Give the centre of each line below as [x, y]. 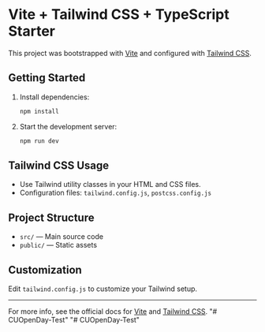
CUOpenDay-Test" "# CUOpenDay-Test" [74, 319]
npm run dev [39, 141]
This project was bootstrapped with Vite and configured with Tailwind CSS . [130, 53]
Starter [32, 31]
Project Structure [51, 217]
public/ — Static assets [58, 245]
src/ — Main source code [62, 237]
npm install [39, 111]
